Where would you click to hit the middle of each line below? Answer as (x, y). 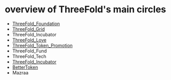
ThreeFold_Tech (29, 56)
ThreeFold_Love (29, 40)
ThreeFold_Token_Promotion (42, 45)
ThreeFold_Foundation (36, 24)
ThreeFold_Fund (30, 51)
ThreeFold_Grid (28, 29)
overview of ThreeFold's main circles (85, 9)
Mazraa (20, 72)
